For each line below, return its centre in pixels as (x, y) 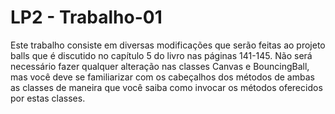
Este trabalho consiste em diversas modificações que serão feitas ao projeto (168, 45)
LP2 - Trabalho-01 (86, 17)
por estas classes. (48, 98)
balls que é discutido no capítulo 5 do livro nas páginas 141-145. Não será (161, 55)
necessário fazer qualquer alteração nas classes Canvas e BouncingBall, (160, 66)
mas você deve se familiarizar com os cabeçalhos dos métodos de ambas (162, 77)
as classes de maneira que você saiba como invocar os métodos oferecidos (166, 87)
